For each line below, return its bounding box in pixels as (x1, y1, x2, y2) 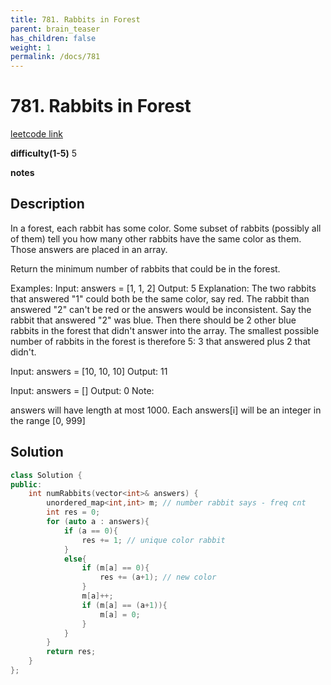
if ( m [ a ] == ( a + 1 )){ (81, 600, 168, 610)
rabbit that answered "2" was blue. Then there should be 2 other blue (10, 314, 297, 326)
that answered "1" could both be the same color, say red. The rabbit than (10, 292, 310, 305)
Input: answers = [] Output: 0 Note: (10, 384, 155, 396)
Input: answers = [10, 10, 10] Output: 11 (10, 365, 168, 377)
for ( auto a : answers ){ (46, 517, 150, 527)
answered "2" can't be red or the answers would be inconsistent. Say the (10, 303, 312, 315)
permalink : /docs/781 (10, 52, 101, 62)
